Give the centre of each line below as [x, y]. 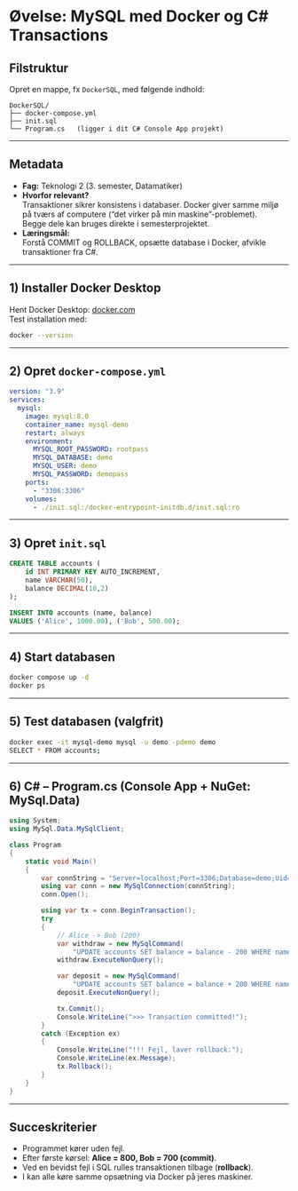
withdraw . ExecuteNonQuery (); [110, 960]
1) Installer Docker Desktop [85, 288]
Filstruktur [39, 68]
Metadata [36, 165]
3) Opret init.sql [58, 543]
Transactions [59, 35]
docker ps [27, 686]
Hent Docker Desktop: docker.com [72, 309]
